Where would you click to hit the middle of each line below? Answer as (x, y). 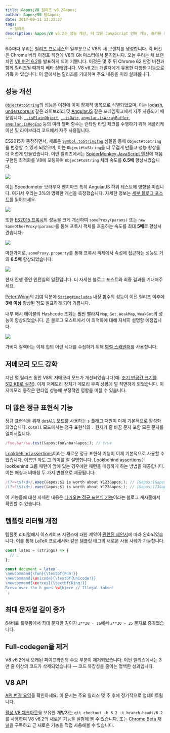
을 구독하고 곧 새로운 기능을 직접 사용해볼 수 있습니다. (62, 725)
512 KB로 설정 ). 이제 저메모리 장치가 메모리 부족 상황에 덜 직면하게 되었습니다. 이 (84, 384)
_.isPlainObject (41, 118)
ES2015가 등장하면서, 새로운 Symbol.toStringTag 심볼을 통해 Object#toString (83, 141)
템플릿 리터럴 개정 (31, 521)
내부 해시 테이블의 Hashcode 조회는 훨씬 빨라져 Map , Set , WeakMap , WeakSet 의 (81, 313)
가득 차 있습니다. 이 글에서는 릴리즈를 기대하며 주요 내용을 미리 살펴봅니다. (78, 74)
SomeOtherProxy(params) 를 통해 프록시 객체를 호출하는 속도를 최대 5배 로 (77, 226)
